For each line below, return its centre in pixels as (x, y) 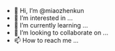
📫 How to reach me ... (46, 40)
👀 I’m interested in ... (43, 18)
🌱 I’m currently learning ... (51, 25)
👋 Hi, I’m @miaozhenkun (49, 11)
